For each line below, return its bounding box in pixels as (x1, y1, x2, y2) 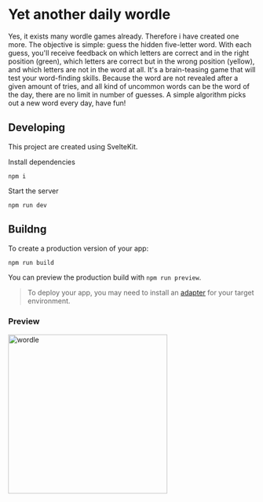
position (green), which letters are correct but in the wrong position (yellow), (8, 57, 255, 66)
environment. (27, 296, 71, 306)
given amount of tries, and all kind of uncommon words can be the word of (8, 81, 250, 91)
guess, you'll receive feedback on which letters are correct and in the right (8, 48, 250, 57)
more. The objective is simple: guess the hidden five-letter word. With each (8, 39, 252, 49)
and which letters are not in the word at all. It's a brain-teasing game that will (8, 64, 256, 74)
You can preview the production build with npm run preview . (8, 273, 202, 282)
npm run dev (8, 201, 47, 209)
